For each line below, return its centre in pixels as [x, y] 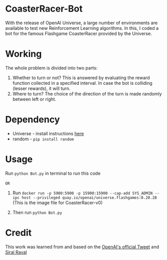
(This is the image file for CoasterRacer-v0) [58, 202]
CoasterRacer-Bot [44, 9]
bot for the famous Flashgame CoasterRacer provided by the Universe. [79, 33]
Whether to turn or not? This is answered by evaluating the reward [81, 77]
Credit [18, 232]
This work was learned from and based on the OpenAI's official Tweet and [82, 247]
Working [23, 54]
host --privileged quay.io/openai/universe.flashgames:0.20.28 [89, 197]
